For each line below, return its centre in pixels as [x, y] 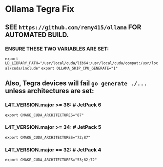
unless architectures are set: [50, 91]
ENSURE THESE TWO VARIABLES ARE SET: [57, 48]
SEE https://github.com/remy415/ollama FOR [73, 27]
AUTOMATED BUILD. [37, 35]
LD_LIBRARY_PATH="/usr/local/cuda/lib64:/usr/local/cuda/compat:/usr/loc [82, 63]
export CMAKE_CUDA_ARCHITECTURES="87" [44, 115]
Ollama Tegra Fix [40, 9]
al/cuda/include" [23, 68]
